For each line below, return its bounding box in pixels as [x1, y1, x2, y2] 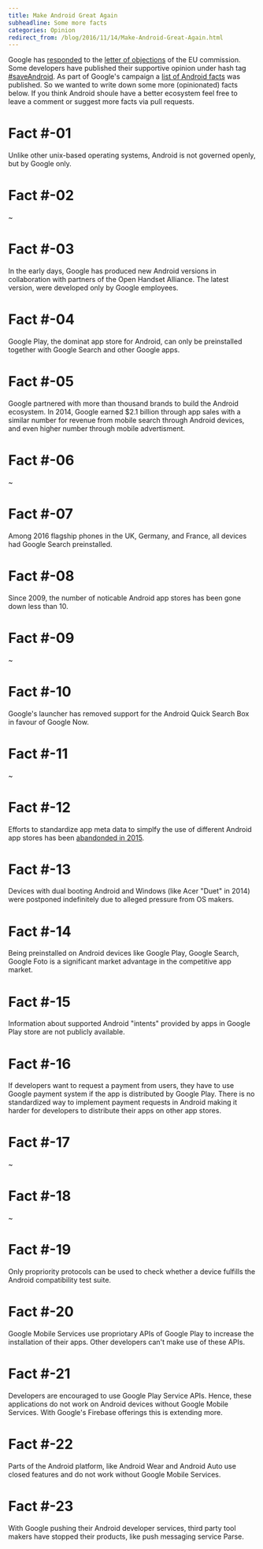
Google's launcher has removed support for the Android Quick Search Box [8, 708, 250, 718]
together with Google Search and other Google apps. [8, 345, 180, 355]
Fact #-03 [8, 240, 75, 258]
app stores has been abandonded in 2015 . [8, 833, 145, 842]
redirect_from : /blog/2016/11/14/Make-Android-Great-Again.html [8, 33, 224, 42]
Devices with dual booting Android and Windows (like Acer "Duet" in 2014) [8, 886, 250, 896]
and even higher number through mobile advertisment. [8, 423, 186, 433]
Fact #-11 [8, 745, 69, 763]
